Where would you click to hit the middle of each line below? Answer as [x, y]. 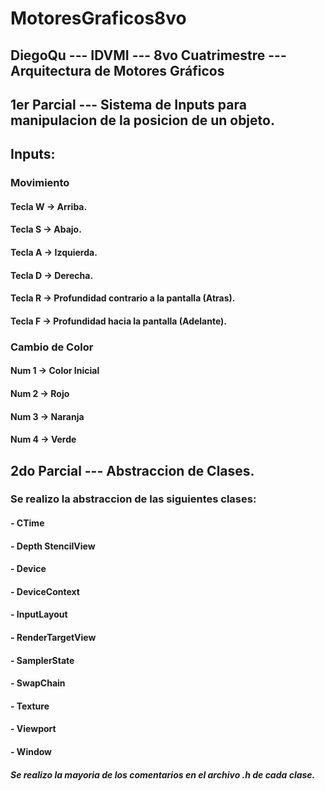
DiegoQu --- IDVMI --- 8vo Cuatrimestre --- [148, 55]
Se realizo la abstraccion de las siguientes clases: [133, 499]
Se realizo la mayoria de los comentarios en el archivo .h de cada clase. [163, 774]
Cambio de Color [52, 347]
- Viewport [33, 729]
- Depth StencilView [53, 546]
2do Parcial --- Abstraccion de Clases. [132, 470]
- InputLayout [39, 614]
